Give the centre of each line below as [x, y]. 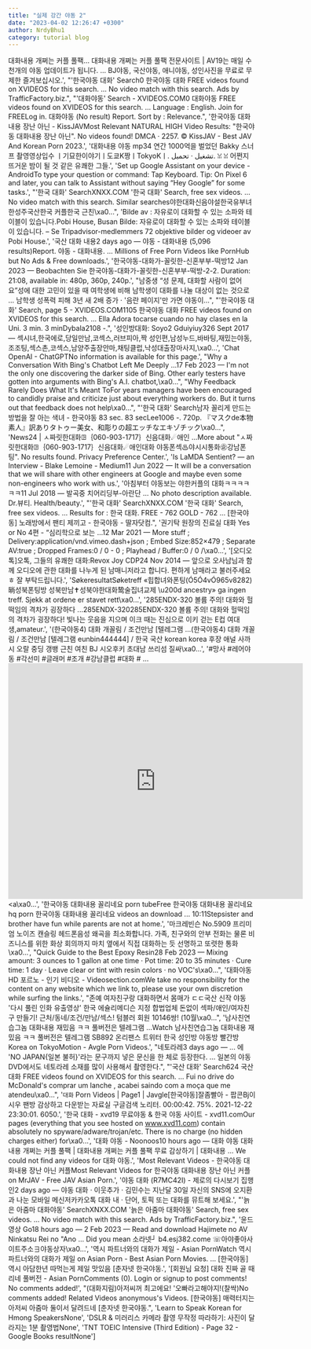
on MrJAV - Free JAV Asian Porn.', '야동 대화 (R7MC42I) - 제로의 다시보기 [124, 1180]
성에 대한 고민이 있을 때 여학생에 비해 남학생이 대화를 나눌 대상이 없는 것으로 [134, 291]
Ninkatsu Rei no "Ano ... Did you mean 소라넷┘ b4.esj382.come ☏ [115, 1239]
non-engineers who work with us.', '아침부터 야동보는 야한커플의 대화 [117, 483]
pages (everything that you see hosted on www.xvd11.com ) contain [117, 1124]
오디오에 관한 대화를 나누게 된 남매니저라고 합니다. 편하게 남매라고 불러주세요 [134, 570]
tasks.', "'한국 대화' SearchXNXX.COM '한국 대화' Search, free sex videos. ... [130, 192]
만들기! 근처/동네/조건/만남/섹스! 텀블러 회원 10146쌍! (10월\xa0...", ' [121, 1017]
